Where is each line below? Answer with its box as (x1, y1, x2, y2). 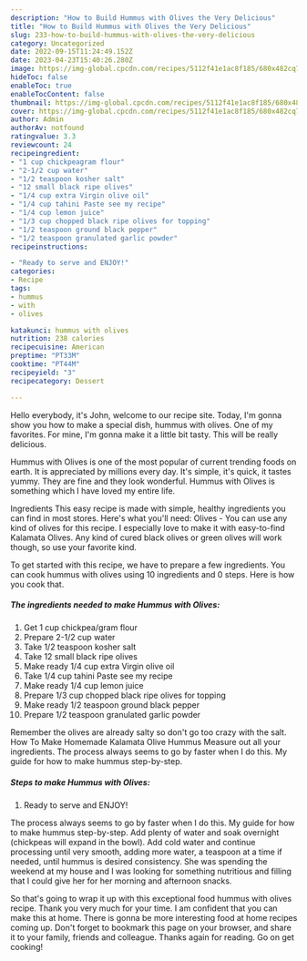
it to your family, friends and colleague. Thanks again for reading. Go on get (10, 932, 295, 943)
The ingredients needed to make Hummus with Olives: (10, 599, 220, 610)
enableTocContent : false (10, 89, 105, 98)
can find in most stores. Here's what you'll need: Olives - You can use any (10, 512, 288, 524)
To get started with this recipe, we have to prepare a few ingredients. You (10, 559, 286, 570)
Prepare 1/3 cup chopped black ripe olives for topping (23, 690, 227, 701)
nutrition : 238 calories (10, 334, 105, 343)
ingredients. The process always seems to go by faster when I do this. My (10, 746, 288, 757)
